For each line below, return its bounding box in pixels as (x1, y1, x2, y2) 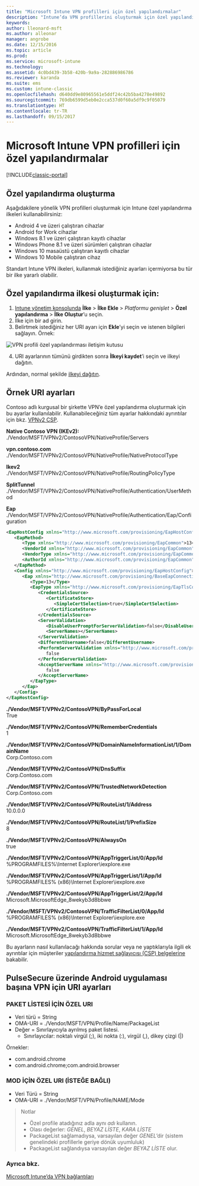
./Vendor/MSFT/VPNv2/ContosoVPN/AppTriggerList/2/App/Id (6, 890, 163, 897)
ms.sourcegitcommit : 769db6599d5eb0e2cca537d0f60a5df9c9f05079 (6, 97, 166, 103)
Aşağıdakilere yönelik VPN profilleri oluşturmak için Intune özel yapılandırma (6, 204, 192, 211)
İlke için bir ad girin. (14, 317, 63, 324)
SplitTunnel (6, 481, 35, 488)
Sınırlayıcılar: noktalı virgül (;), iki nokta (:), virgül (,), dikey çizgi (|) (23, 1032, 184, 1039)
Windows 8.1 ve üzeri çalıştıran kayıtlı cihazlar (14, 235, 126, 242)
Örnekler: (6, 1044, 30, 1051)
